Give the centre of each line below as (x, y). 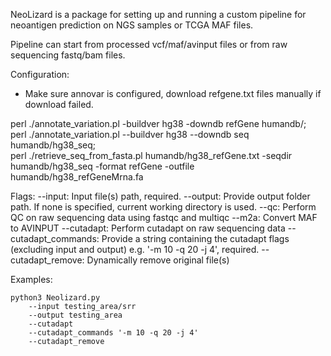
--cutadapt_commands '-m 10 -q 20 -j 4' (113, 333)
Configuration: (40, 74)
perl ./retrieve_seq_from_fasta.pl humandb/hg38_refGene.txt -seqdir (151, 155)
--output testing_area (75, 315)
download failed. (59, 104)
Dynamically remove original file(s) (158, 260)
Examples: (31, 279)
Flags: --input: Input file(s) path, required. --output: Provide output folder (160, 196)
